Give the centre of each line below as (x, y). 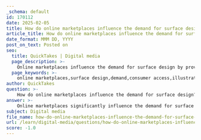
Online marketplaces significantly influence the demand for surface (106, 106)
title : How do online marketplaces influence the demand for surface (95, 28)
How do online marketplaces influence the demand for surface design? (107, 95)
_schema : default (28, 12)
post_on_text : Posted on (37, 45)
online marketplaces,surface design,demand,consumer (84, 78)
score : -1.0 (21, 128)
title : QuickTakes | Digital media (56, 56)
